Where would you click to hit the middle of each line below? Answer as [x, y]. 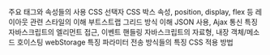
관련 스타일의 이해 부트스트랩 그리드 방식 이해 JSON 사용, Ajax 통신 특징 [144, 22]
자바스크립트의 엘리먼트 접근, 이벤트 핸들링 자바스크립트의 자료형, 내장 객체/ [128, 32]
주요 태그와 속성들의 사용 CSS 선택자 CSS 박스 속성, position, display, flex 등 [131, 12]
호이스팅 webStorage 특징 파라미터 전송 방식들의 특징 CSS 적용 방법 [125, 42]
